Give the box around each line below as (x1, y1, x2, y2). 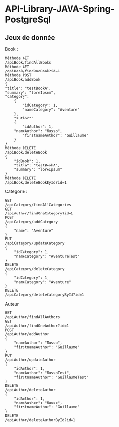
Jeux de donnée (5, 33, 55, 42)
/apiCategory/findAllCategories (5, 202, 71, 207)
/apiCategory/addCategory (5, 219, 58, 224)
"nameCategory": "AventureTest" (14, 254, 80, 259)
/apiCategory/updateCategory (5, 241, 65, 246)
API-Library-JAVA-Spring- (5, 3, 115, 15)
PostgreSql (5, 14, 51, 25)
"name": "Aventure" (14, 228, 54, 233)
